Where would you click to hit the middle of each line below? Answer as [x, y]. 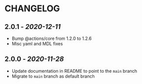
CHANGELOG [32, 9]
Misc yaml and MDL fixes [37, 44]
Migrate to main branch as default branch [53, 76]
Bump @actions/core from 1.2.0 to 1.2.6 [52, 38]
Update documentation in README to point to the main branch [74, 71]
